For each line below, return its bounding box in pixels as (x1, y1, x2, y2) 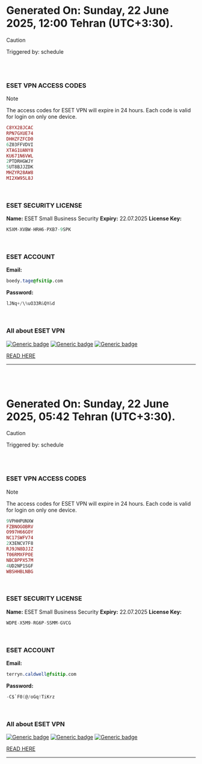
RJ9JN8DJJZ (6, 546, 34, 552)
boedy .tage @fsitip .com (6, 278, 63, 284)
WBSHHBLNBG (6, 568, 34, 575)
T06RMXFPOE (6, 552, 34, 558)
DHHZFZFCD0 (6, 136, 34, 142)
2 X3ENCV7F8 (6, 541, 34, 547)
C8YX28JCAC (6, 125, 34, 131)
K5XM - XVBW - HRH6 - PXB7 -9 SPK (6, 227, 71, 233)
